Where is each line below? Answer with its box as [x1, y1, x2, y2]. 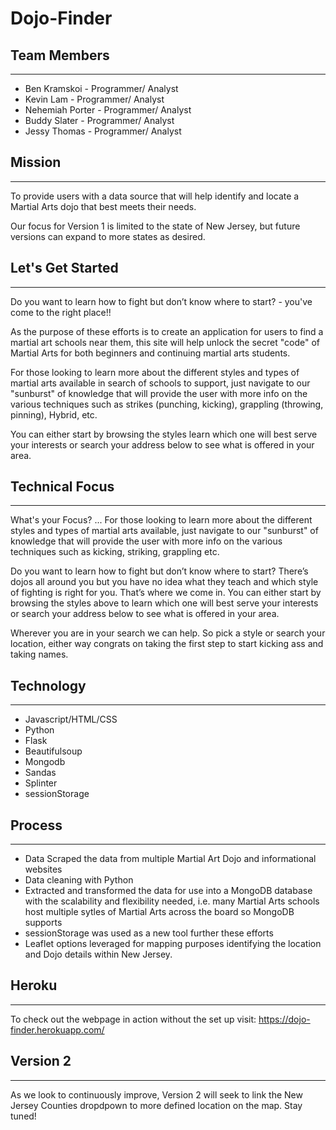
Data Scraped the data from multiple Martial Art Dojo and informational [24, 853, 317, 865]
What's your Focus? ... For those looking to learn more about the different [10, 514, 313, 526]
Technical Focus [10, 478, 115, 496]
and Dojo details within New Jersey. [24, 948, 173, 961]
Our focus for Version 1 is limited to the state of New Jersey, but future [10, 220, 301, 232]
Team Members [10, 47, 110, 64]
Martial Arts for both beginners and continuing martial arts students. [10, 347, 291, 359]
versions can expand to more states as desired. [10, 230, 206, 242]
